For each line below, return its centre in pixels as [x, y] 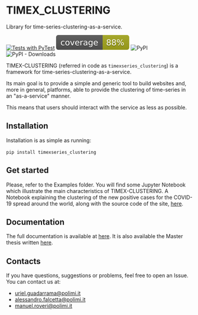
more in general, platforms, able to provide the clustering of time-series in [96, 89]
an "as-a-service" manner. [38, 96]
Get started [27, 170]
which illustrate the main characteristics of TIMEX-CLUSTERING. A [87, 191]
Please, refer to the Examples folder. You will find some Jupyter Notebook [96, 185]
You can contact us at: [33, 282]
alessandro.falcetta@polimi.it [50, 300]
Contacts [24, 261]
